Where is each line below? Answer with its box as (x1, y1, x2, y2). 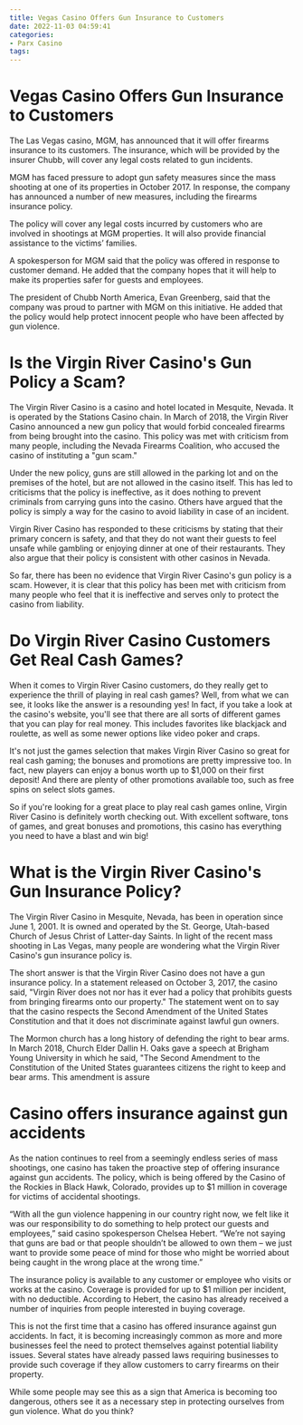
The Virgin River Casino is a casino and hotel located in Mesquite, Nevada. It (9, 402, 294, 412)
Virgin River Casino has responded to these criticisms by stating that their (9, 524, 283, 534)
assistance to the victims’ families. (9, 237, 137, 249)
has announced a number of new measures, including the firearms (9, 191, 258, 202)
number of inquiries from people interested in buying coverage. (9, 1303, 246, 1314)
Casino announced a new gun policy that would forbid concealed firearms (9, 421, 286, 431)
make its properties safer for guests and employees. (9, 274, 204, 285)
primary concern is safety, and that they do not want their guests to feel (9, 534, 277, 544)
